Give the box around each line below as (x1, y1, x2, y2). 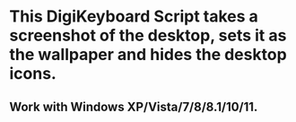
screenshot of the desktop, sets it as (9, 25, 287, 46)
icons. (9, 64, 57, 84)
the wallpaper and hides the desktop (9, 45, 287, 65)
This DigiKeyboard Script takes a (9, 6, 258, 27)
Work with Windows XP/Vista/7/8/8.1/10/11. (9, 99, 258, 114)
